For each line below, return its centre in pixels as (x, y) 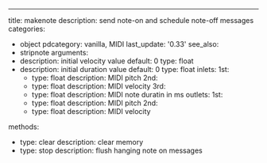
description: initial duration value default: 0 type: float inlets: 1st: (124, 69)
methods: (24, 127)
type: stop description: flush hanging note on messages (111, 150)
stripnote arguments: (54, 53)
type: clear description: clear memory (81, 142)
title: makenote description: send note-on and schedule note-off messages (131, 20)
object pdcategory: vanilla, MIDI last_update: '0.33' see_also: (119, 44)
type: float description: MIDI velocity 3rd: (99, 86)
